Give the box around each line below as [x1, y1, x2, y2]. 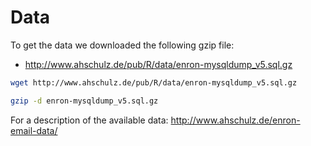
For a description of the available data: [10, 114, 169, 126]
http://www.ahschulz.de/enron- [170, 114, 301, 126]
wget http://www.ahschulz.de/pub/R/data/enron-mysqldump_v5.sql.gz [10, 77, 298, 88]
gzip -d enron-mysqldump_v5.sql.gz [10, 96, 159, 106]
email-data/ [10, 124, 58, 136]
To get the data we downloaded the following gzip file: [10, 39, 235, 51]
